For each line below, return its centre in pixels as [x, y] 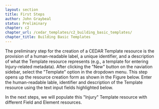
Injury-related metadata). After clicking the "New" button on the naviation [79, 66]
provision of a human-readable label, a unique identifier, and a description [79, 56]
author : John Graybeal [28, 19]
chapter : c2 [17, 28]
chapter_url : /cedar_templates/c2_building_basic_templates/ [69, 32]
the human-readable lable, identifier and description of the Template [74, 82]
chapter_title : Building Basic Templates [48, 37]
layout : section [22, 10]
